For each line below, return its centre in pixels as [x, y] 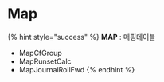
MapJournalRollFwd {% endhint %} [77, 69]
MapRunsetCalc [45, 61]
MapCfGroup [41, 53]
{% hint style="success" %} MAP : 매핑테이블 [82, 37]
